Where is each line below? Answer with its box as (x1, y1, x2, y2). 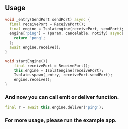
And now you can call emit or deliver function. (5, 93, 119, 100)
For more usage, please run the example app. (5, 117, 117, 124)
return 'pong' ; (14, 36, 46, 41)
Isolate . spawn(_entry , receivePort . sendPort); (14, 72, 113, 78)
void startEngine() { (5, 58, 48, 64)
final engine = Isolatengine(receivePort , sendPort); (9, 26, 124, 31)
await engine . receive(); (9, 45, 61, 50)
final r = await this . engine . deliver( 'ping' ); (5, 105, 104, 110)
